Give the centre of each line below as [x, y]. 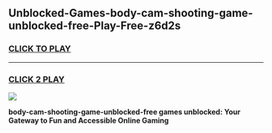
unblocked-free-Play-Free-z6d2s [95, 26]
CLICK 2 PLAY [36, 79]
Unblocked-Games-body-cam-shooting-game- [131, 13]
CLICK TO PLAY [40, 49]
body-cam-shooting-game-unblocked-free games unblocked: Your [125, 111]
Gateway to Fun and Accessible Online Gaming [89, 120]
